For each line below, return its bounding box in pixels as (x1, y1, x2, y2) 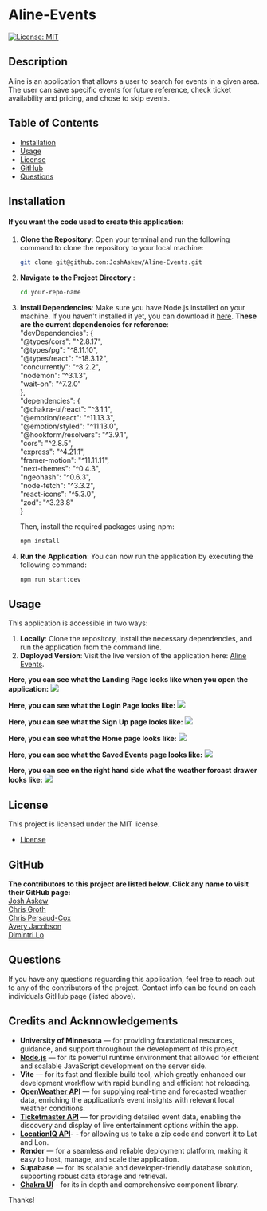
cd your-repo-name (19, 289, 81, 297)
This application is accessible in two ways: (8, 618, 148, 628)
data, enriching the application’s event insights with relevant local (19, 1095, 234, 1104)
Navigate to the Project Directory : (19, 273, 135, 282)
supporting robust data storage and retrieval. (19, 1171, 167, 1181)
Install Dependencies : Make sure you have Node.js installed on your (19, 302, 245, 312)
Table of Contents (8, 116, 100, 130)
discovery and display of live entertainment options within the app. (19, 1120, 239, 1130)
